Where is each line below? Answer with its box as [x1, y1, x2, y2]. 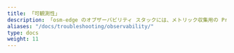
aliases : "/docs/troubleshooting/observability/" [7, 23, 155, 30]
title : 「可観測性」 [7, 10, 61, 17]
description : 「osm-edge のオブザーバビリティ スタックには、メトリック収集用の [7, 17, 219, 23]
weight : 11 [7, 36, 39, 43]
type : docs [7, 29, 39, 36]
